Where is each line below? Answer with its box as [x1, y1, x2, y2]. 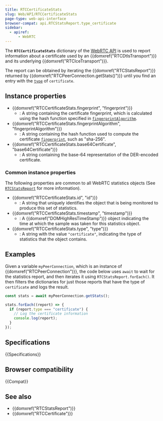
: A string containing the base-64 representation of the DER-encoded [19, 152, 159, 158]
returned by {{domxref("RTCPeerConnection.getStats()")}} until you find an [5, 73, 156, 79]
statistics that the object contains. [19, 236, 88, 242]
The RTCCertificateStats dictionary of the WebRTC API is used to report [5, 47, 151, 54]
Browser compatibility [5, 365, 74, 374]
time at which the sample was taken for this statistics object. [19, 221, 141, 226]
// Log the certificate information [14, 311, 89, 316]
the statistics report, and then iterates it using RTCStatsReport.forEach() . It [5, 274, 155, 280]
